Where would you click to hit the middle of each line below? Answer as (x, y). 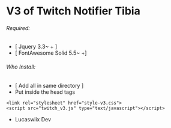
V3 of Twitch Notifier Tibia (73, 11)
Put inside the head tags (45, 92)
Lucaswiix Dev (33, 119)
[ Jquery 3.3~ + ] (36, 47)
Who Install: (21, 67)
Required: (18, 28)
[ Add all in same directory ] (49, 85)
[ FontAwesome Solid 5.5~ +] (51, 53)
